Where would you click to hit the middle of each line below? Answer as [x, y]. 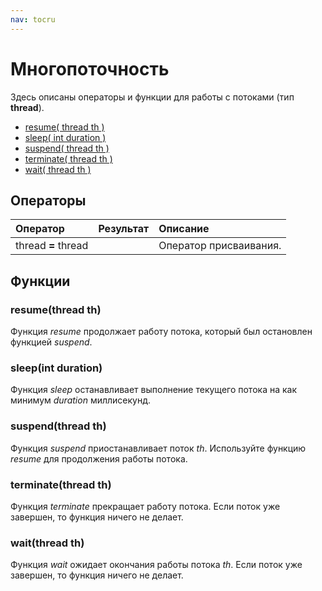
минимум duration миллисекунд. [80, 400]
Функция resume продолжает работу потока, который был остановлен [161, 332]
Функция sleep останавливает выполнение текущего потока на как [154, 390]
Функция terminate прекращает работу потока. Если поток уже [145, 506]
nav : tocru [33, 19]
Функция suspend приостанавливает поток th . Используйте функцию [158, 448]
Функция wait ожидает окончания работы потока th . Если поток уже [156, 565]
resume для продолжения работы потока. [99, 458]
